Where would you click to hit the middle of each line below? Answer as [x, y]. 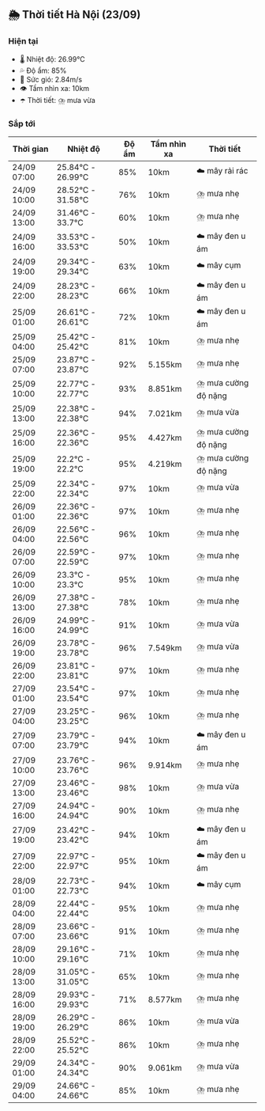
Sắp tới [22, 123]
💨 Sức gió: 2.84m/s [51, 79]
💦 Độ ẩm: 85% [43, 70]
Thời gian [30, 149]
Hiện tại [23, 41]
